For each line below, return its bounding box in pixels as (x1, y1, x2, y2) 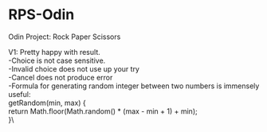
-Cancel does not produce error (8, 72, 113, 82)
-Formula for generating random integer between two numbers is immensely (8, 81, 260, 91)
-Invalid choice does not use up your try (8, 64, 139, 73)
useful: (8, 89, 31, 99)
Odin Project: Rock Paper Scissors (8, 32, 121, 41)
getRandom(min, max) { (8, 98, 86, 107)
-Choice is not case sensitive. (8, 56, 106, 65)
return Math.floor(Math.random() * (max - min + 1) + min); (8, 106, 198, 116)
